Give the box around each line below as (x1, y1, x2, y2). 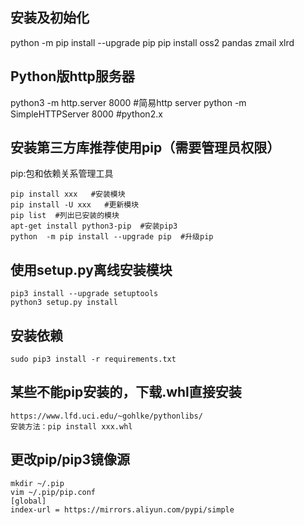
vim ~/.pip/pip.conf (10, 487, 97, 497)
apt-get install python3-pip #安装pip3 (10, 221, 178, 232)
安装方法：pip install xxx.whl (10, 421, 133, 432)
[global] (10, 496, 47, 506)
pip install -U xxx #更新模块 (10, 200, 140, 210)
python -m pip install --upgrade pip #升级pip (10, 232, 214, 242)
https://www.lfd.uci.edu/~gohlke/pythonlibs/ (10, 411, 203, 421)
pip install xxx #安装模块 (10, 189, 126, 200)
